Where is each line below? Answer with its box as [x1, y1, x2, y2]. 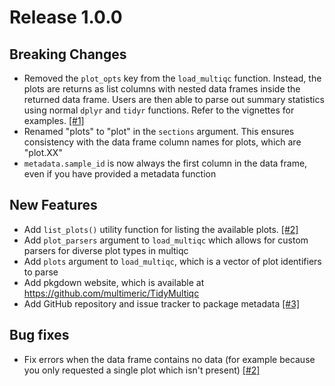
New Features [9, 197, 98, 214]
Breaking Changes [9, 46, 127, 63]
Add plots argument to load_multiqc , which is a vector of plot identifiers [23, 255, 322, 267]
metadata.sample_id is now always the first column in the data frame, [23, 157, 308, 169]
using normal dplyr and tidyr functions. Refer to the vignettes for [23, 104, 295, 116]
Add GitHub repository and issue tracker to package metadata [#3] [23, 297, 300, 310]
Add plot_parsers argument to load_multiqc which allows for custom [23, 234, 309, 246]
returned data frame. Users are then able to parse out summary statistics [23, 94, 325, 105]
